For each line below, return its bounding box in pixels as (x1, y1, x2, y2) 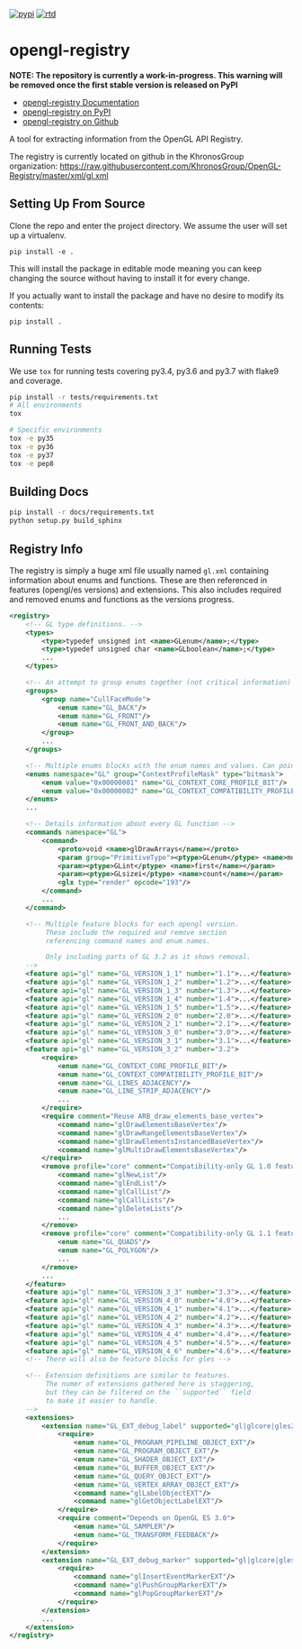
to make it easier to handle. (45, 1396, 159, 1406)
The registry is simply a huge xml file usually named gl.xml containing (9, 564, 270, 576)
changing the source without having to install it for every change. (9, 272, 250, 283)
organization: (9, 160, 58, 171)
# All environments (9, 401, 83, 410)
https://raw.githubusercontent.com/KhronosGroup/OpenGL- (59, 160, 281, 171)
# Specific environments (9, 426, 102, 435)
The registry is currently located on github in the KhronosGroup (9, 151, 244, 161)
